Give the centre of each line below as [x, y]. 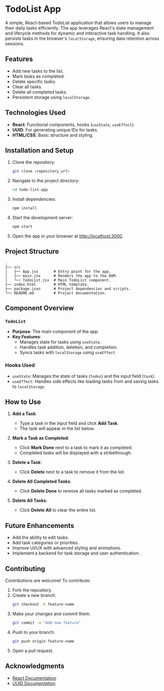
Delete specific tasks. [34, 81]
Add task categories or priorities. [46, 543]
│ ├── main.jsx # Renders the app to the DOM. [62, 276]
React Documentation [34, 678]
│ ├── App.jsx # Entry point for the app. [58, 271]
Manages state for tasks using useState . [60, 342]
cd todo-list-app [30, 190]
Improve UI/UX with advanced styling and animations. [67, 548]
